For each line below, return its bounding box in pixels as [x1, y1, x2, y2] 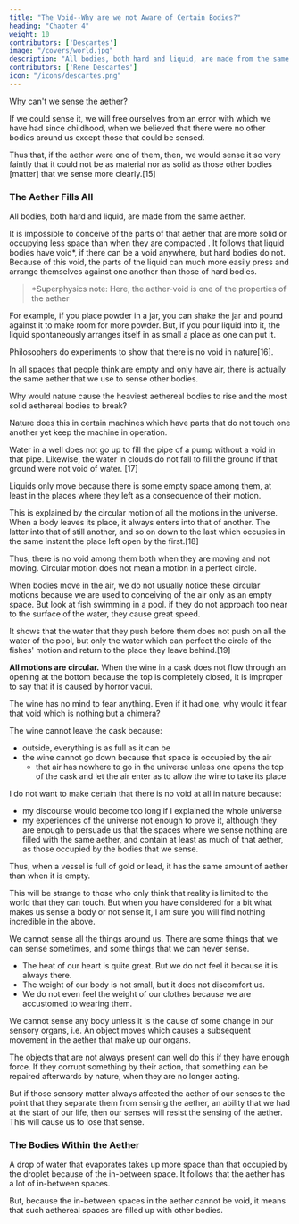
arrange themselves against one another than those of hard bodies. [9, 266, 257, 277]
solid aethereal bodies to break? [9, 400, 128, 411]
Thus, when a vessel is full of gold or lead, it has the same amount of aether [9, 861, 288, 872]
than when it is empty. [9, 870, 91, 881]
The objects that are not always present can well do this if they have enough [9, 1052, 290, 1063]
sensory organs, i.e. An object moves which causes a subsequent [9, 1025, 252, 1036]
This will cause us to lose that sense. [9, 1117, 145, 1128]
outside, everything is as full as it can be [21, 742, 171, 753]
